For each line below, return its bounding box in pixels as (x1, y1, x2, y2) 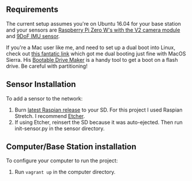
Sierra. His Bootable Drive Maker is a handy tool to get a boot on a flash (6, 56, 178, 63)
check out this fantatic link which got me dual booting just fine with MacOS (6, 50, 186, 57)
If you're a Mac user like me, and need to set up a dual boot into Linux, (6, 44, 176, 51)
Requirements (6, 5, 58, 15)
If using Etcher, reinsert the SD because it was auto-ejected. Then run (14, 119, 183, 126)
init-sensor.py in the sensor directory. (14, 125, 105, 132)
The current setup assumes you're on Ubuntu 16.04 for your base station (6, 20, 181, 27)
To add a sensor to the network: (6, 95, 83, 102)
